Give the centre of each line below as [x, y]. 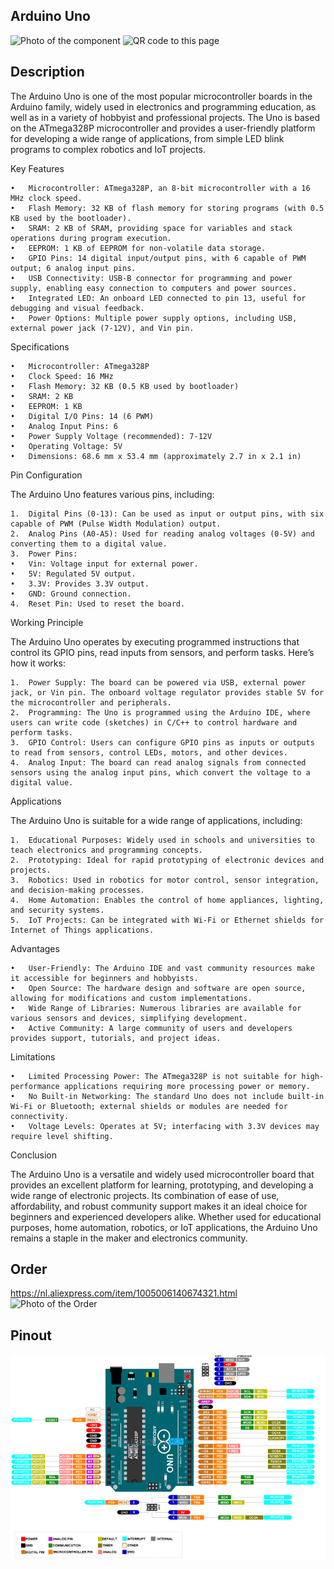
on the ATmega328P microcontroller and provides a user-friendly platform [163, 128]
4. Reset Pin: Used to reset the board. [98, 604]
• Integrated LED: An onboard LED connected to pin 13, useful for [158, 298]
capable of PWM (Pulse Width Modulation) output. [116, 524]
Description [47, 72]
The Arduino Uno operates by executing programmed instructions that [155, 641]
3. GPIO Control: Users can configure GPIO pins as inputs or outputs [162, 742]
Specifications [40, 346]
